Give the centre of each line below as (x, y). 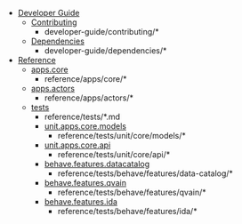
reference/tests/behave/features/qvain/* (132, 192)
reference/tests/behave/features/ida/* (127, 211)
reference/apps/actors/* (89, 98)
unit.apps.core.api (77, 145)
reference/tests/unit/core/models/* (122, 136)
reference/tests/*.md (82, 116)
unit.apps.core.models (85, 126)
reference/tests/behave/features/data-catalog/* (145, 173)
